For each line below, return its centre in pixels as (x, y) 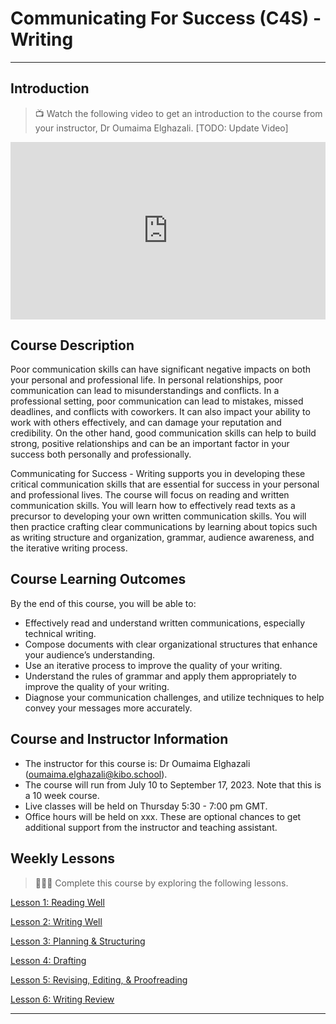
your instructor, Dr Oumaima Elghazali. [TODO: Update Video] (161, 128)
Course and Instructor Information (119, 739)
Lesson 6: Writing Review (62, 999)
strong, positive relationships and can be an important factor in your (150, 444)
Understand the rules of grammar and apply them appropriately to (160, 676)
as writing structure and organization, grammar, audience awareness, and (162, 538)
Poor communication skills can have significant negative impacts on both (161, 369)
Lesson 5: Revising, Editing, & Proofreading (99, 979)
